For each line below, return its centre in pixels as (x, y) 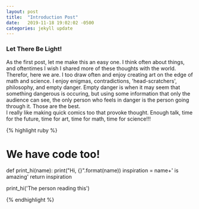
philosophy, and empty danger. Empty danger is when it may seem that (93, 87)
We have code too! (53, 154)
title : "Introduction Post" (42, 17)
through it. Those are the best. (43, 106)
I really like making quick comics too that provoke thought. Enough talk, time (99, 112)
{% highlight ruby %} (32, 130)
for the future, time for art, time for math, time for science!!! (79, 119)
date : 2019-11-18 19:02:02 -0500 (50, 23)
